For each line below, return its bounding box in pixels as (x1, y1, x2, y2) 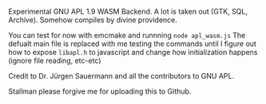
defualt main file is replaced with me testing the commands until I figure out (8, 39, 257, 48)
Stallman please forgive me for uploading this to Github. (8, 87, 192, 96)
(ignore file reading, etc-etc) (8, 56, 101, 65)
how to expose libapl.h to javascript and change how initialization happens (8, 48, 258, 56)
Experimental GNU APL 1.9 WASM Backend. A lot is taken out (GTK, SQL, (8, 7, 248, 16)
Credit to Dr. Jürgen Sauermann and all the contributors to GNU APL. (8, 71, 234, 80)
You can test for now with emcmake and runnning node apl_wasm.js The (8, 31, 246, 40)
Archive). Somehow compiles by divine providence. (8, 15, 178, 25)
